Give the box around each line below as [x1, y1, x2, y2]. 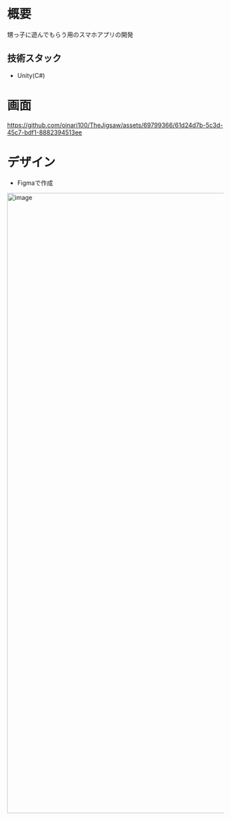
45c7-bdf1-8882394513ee [7, 128, 82, 137]
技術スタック [7, 52, 62, 64]
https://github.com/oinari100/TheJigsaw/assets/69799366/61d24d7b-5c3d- [7, 121, 223, 129]
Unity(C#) [16, 71, 45, 79]
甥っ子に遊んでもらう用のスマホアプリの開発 [7, 30, 133, 39]
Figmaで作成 [16, 179, 54, 187]
